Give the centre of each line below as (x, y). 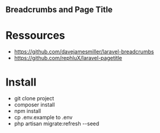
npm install (28, 111)
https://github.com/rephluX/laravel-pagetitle (68, 58)
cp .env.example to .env (43, 118)
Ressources (36, 35)
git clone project (34, 99)
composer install (34, 105)
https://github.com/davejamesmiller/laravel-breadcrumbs (84, 52)
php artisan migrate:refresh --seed (57, 123)
